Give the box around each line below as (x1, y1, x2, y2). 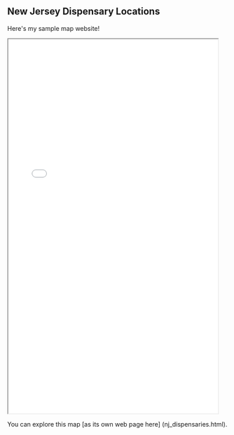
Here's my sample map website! (7, 24, 100, 32)
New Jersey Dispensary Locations (7, 6, 160, 18)
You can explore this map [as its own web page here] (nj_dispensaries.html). (7, 420, 228, 428)
